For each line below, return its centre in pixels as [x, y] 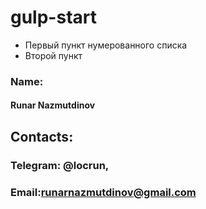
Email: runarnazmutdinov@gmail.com [103, 192]
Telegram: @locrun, [60, 165]
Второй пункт [53, 55]
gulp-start [53, 17]
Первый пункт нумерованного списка [106, 45]
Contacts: [42, 136]
